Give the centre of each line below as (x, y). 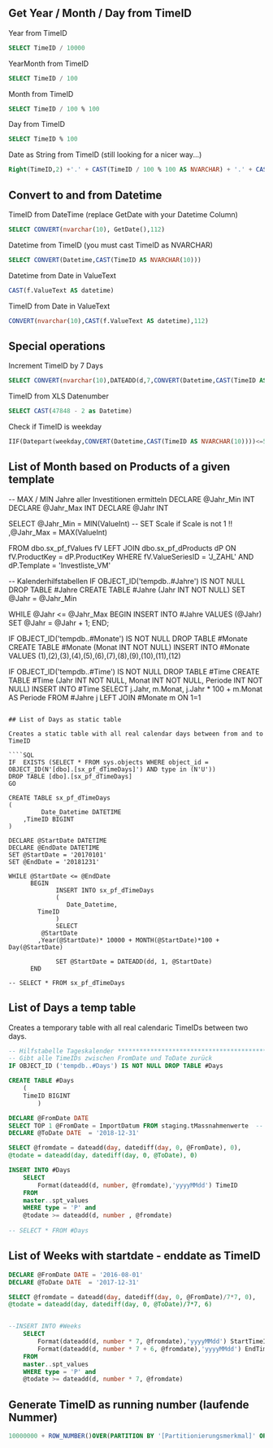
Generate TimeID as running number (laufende (129, 1404)
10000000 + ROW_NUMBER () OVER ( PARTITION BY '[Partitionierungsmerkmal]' (132, 1436)
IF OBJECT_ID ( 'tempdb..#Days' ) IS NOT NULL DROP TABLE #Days (116, 1066)
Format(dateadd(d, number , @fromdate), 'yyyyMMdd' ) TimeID (138, 1185)
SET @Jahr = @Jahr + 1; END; (59, 622)
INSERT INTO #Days (39, 1171)
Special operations (57, 346)
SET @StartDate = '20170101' (58, 855)
